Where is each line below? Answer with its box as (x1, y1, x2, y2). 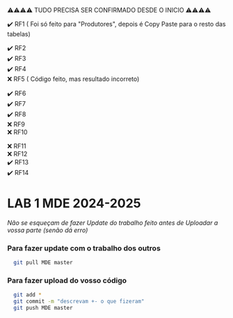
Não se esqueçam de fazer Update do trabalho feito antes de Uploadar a (7, 218, 218, 227)
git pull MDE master (13, 259, 73, 266)
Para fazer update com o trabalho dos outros (7, 243, 161, 253)
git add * (13, 291, 42, 298)
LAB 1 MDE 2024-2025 (7, 195, 141, 211)
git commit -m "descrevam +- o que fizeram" (13, 298, 145, 305)
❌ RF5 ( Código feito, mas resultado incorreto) (7, 75, 140, 83)
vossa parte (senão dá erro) (7, 226, 88, 234)
